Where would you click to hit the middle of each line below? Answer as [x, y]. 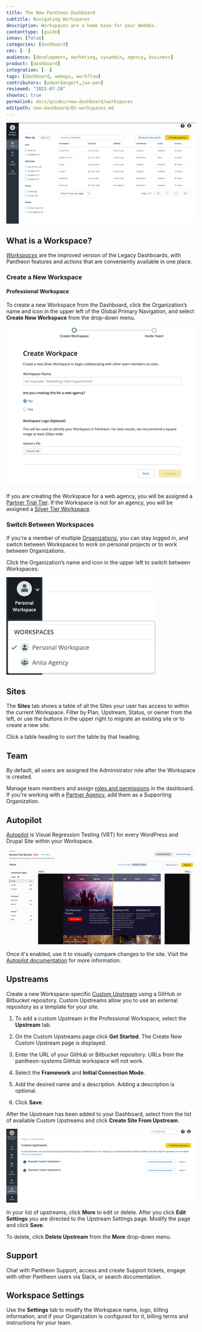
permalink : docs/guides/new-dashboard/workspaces [70, 102]
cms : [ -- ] [19, 51]
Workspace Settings [45, 1295]
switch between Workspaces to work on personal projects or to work [92, 544]
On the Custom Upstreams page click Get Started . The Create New [98, 1036]
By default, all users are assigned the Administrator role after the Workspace [101, 771]
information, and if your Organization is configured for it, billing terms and [97, 1316]
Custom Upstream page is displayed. [61, 1043]
